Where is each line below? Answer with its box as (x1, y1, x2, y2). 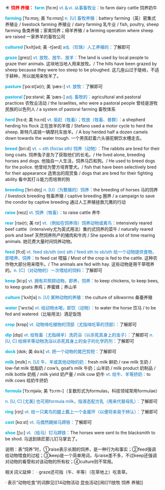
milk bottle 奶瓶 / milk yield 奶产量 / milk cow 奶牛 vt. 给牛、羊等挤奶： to (5, 371, 151, 377)
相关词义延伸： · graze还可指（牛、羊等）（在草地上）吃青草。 (5, 469, 130, 475)
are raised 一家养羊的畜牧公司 (5, 34, 65, 39)
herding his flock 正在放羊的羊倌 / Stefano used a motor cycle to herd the (5, 123, 153, 128)
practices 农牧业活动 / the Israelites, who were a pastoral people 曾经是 (5, 100, 150, 106)
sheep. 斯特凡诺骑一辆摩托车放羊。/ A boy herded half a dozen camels (5, 129, 148, 135)
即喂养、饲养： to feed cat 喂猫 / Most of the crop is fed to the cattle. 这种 (5, 255, 153, 261)
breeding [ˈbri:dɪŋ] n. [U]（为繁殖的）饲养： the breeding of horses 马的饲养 (5, 187, 158, 192)
